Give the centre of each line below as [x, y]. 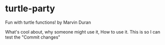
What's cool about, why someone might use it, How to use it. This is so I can [83, 32]
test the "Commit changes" [33, 37]
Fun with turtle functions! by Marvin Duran [48, 22]
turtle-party [30, 9]
